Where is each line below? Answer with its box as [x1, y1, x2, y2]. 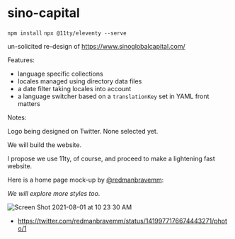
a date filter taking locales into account [17, 84, 132, 93]
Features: [7, 55, 35, 64]
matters [17, 99, 40, 107]
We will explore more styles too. [7, 189, 101, 197]
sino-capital [7, 5, 80, 21]
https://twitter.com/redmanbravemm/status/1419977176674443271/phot [17, 216, 228, 225]
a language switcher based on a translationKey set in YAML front [17, 92, 210, 100]
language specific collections [17, 69, 104, 78]
